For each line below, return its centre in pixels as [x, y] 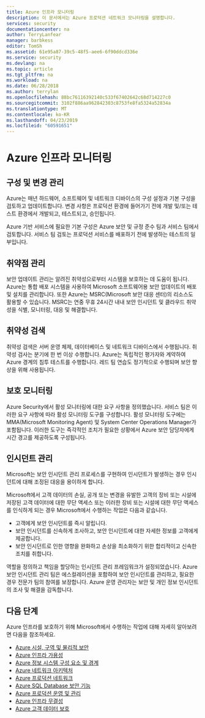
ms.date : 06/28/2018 [33, 86]
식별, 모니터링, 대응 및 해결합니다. [58, 309]
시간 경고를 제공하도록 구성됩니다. [47, 437]
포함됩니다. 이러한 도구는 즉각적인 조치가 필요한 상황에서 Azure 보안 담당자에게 [100, 430]
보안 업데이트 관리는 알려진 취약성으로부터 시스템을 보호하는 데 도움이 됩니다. [98, 279]
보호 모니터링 [30, 391]
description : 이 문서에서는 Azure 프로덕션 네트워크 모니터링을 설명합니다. [91, 18]
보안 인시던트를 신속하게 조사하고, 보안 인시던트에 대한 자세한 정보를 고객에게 [107, 531]
